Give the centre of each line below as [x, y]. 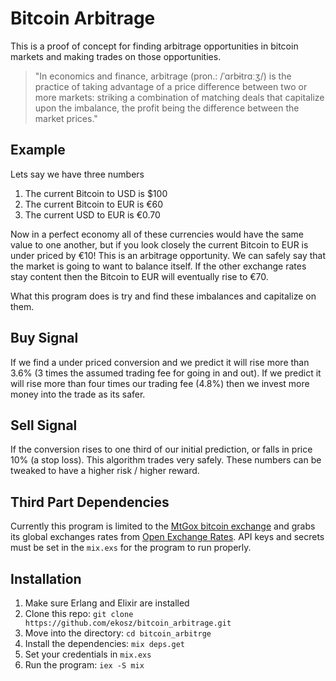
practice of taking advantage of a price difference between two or [171, 86]
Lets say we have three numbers [77, 174]
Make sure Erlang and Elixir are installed [107, 603]
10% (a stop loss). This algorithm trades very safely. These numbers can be [166, 460]
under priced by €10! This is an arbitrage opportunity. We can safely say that [168, 255]
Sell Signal [44, 425]
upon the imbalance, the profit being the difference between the [167, 108]
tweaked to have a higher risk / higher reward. [105, 471]
